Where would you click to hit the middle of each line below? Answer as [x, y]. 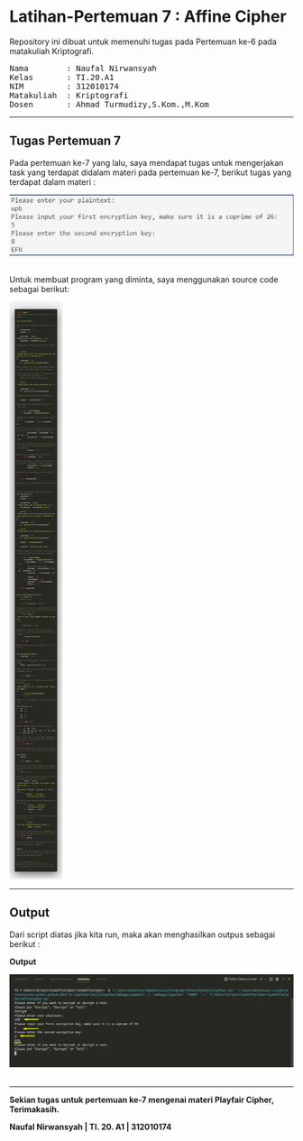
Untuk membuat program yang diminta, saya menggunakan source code [144, 279]
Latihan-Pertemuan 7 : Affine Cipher [148, 17]
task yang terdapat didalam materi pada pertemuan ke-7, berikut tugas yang [150, 172]
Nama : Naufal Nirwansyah [83, 68]
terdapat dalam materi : [53, 181]
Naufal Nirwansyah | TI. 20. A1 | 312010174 [91, 1127]
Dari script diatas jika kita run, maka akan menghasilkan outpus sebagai [142, 934]
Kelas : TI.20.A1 [62, 77]
